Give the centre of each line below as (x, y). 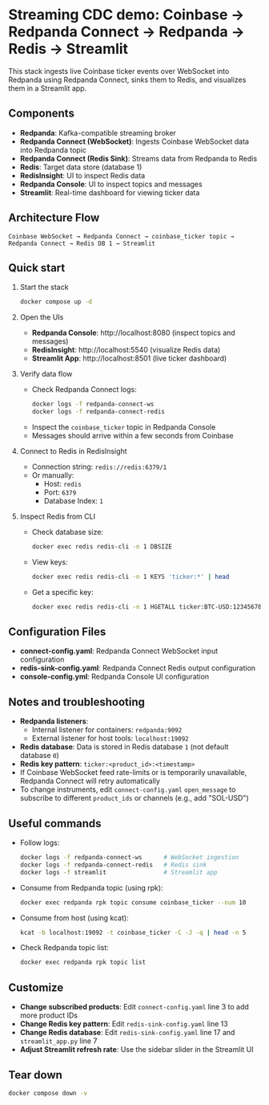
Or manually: (53, 475)
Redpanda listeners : (54, 721)
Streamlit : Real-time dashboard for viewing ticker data (110, 192)
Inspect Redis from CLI (58, 516)
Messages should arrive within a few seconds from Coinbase (132, 436)
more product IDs (49, 1015)
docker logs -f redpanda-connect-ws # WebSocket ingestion (129, 858)
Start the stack (44, 287)
